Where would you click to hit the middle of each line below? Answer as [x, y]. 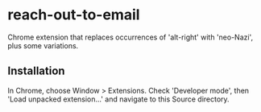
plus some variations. [43, 45]
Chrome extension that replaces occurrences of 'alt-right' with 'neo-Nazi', [130, 37]
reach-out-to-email [74, 15]
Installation [36, 71]
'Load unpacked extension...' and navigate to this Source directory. [119, 99]
